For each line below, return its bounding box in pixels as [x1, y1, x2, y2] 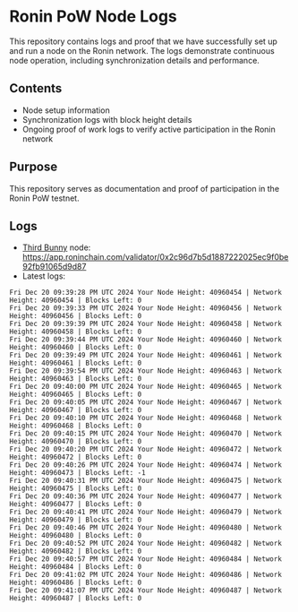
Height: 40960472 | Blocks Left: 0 [9, 453, 142, 462]
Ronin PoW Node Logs [9, 6, 177, 27]
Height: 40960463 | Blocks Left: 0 [9, 375, 142, 384]
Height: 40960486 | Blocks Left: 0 [9, 578, 142, 588]
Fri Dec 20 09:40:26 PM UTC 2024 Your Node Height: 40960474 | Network [9, 461, 282, 470]
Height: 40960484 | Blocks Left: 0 [9, 563, 142, 572]
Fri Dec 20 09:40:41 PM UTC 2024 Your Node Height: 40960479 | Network [9, 508, 282, 517]
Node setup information [21, 105, 110, 116]
